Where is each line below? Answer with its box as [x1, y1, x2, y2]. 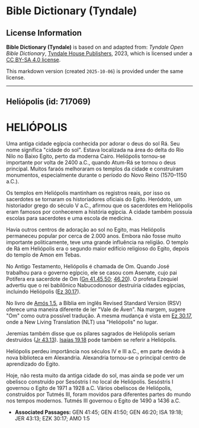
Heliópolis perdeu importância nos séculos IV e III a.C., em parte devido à [6, 348, 185, 355]
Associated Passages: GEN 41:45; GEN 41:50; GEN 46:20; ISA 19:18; [14, 408, 183, 416]
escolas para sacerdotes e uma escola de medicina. [6, 215, 133, 222]
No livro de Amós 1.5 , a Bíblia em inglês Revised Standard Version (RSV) [6, 300, 182, 307]
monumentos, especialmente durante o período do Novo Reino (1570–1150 [6, 172, 187, 179]
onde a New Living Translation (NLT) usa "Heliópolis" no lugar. [6, 319, 158, 326]
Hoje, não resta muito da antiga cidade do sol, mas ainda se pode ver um [6, 372, 184, 379]
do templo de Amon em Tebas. [6, 251, 81, 259]
